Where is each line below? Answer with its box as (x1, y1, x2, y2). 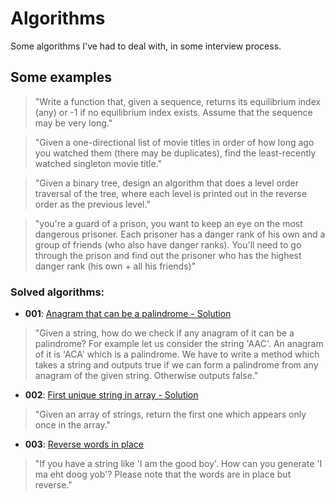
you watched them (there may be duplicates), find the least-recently (34, 147, 317, 159)
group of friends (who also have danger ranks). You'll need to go (34, 238, 302, 251)
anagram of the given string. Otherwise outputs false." (34, 370, 259, 382)
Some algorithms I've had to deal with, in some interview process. (10, 40, 282, 52)
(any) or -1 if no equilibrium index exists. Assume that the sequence (34, 106, 313, 118)
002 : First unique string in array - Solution (24, 389, 199, 401)
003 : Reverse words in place (24, 438, 145, 451)
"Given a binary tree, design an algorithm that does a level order (34, 177, 299, 189)
